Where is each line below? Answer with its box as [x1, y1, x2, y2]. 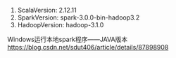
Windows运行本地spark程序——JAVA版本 [7, 35, 128, 43]
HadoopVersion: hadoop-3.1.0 [17, 21, 104, 29]
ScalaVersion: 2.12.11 [17, 6, 77, 14]
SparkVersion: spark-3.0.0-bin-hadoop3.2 [17, 13, 140, 22]
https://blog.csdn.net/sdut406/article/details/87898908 [7, 43, 169, 51]
